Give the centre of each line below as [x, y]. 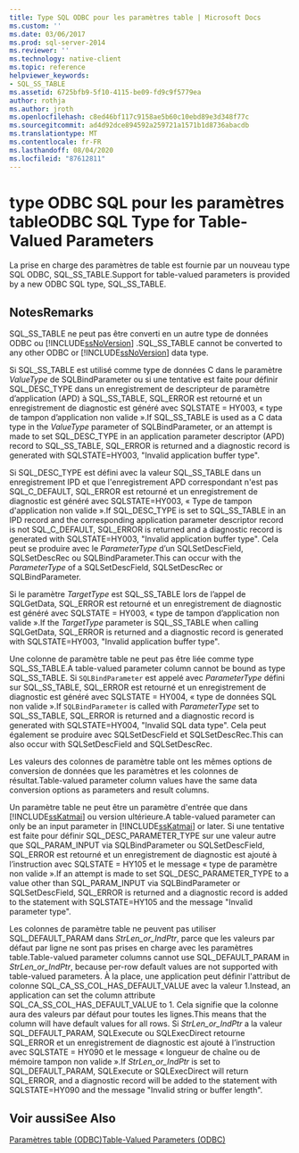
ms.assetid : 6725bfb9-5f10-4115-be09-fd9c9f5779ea [105, 92]
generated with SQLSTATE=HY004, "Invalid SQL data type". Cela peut [138, 726]
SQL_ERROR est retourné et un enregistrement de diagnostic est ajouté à [143, 855]
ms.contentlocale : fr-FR [55, 142]
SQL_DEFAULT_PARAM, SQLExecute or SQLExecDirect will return [129, 1071]
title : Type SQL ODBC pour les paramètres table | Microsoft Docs [135, 17]
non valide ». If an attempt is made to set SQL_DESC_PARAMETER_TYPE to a [149, 874]
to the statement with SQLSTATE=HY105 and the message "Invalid [131, 902]
